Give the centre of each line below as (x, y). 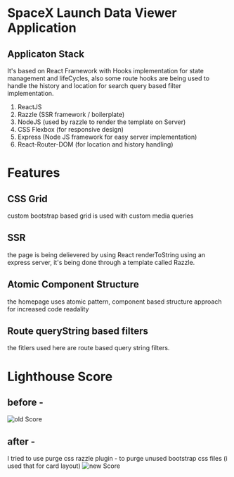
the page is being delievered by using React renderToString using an (106, 254)
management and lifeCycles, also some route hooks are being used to (108, 78)
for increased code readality (48, 309)
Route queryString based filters (78, 332)
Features (34, 173)
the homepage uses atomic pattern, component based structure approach (115, 302)
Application (42, 28)
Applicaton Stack (46, 54)
